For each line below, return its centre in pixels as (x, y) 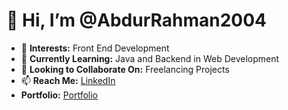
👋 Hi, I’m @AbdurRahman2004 (137, 20)
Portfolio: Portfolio (59, 95)
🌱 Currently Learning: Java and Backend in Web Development (150, 58)
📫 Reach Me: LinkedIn (68, 80)
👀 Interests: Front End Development (95, 48)
